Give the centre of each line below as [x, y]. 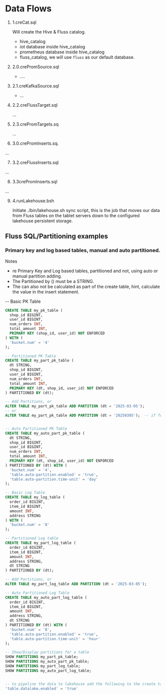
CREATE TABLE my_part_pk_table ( [40, 361]
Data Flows [28, 9]
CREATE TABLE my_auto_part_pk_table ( [45, 433]
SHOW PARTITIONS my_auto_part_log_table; [48, 671]
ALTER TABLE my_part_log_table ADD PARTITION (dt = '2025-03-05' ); [76, 584]
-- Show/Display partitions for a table [47, 653]
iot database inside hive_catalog [52, 46]
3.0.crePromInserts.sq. [36, 143]
